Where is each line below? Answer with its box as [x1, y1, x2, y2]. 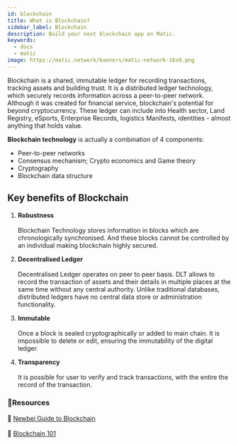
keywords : [7, 37, 37, 44]
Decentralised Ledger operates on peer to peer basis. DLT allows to [17, 270, 215, 278]
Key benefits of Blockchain [7, 192, 129, 204]
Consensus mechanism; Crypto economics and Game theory [17, 156, 196, 165]
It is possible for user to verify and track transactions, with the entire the [17, 373, 229, 381]
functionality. [17, 300, 56, 309]
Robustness [17, 211, 55, 219]
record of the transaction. [17, 380, 93, 389]
